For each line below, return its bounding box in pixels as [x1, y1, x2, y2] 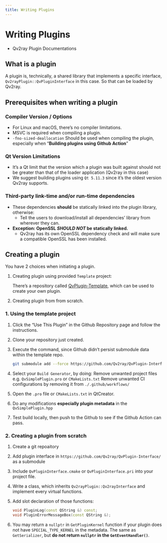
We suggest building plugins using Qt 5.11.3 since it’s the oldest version [12, 175, 162, 181]
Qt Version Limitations [5, 153, 61, 160]
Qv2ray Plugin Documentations [12, 45, 77, 51]
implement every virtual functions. [12, 488, 83, 495]
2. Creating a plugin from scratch [5, 432, 87, 439]
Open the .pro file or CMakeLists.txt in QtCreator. [12, 391, 115, 397]
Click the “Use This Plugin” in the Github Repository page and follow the [12, 322, 161, 328]
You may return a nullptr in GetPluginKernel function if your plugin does [12, 522, 162, 528]
